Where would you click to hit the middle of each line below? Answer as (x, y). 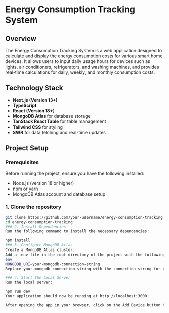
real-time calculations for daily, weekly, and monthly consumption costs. (80, 72)
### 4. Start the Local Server (38, 278)
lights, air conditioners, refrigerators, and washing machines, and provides (82, 67)
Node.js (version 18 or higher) (43, 183)
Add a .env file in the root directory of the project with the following (85, 255)
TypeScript (24, 105)
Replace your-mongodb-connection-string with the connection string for (83, 269)
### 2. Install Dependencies (36, 227)
